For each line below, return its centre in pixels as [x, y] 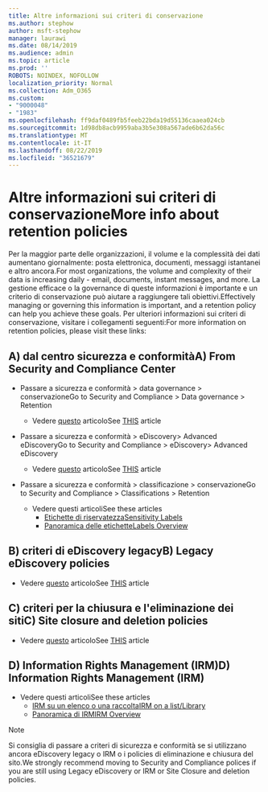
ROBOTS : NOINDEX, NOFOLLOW [54, 76]
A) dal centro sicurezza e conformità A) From [122, 356]
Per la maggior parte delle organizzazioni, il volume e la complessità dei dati [134, 254]
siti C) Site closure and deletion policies [108, 621]
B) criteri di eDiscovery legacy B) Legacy [111, 551]
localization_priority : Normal [61, 83]
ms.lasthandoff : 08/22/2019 [56, 150]
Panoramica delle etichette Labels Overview [116, 526]
